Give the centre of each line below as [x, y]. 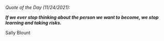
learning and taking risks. [33, 23]
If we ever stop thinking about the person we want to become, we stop [82, 17]
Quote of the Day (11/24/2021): [38, 7]
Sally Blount [18, 33]
